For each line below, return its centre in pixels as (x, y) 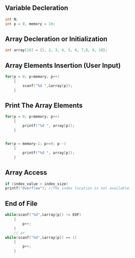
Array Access (26, 173)
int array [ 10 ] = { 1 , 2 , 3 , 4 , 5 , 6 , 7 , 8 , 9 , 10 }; (56, 50)
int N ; (12, 19)
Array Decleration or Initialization (56, 39)
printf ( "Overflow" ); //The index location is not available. (68, 188)
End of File (21, 204)
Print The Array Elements (44, 105)
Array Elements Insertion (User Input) (63, 65)
